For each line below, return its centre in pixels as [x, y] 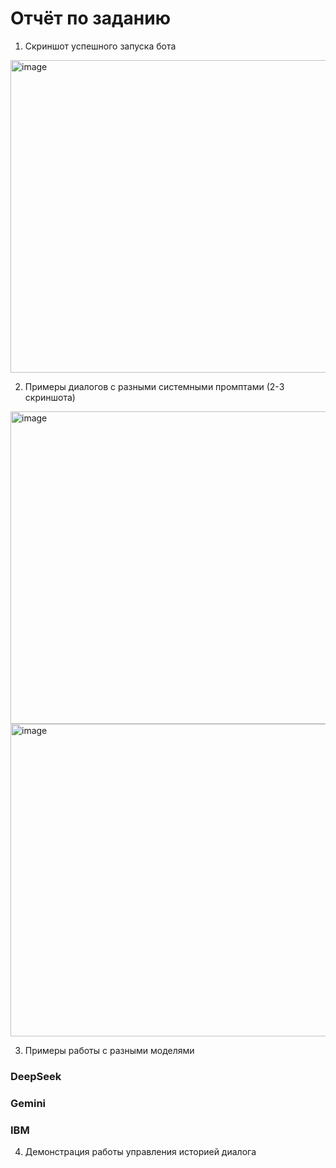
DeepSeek [36, 1076]
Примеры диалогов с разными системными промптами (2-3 [154, 386]
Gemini [28, 1103]
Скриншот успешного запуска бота [100, 46]
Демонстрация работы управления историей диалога [140, 1152]
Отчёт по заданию [90, 18]
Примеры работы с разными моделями [109, 1050]
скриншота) [50, 397]
